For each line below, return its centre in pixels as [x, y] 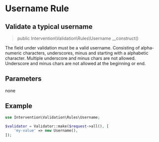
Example [19, 106]
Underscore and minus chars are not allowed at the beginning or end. [76, 63]
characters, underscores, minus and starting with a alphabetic [86, 53]
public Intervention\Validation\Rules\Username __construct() [78, 38]
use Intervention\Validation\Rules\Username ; [52, 117]
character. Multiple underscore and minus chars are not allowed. [71, 58]
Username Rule [37, 9]
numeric [14, 53]
